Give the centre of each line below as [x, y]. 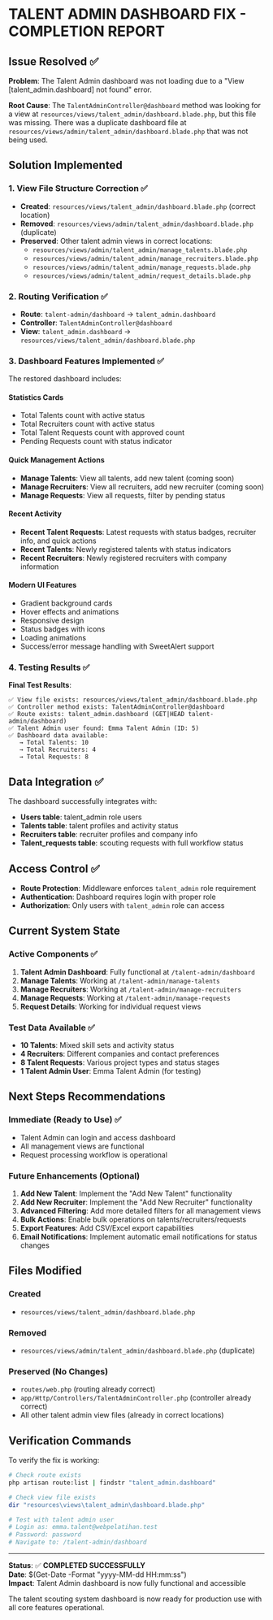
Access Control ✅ [54, 869]
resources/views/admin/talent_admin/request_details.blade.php [142, 276]
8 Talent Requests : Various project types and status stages [120, 1062]
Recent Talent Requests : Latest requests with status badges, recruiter [138, 532]
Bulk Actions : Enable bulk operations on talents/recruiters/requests [133, 1219]
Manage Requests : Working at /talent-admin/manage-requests [126, 997]
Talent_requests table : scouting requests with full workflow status [132, 843]
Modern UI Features [43, 585]
